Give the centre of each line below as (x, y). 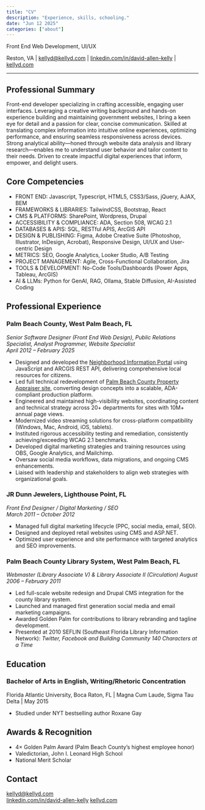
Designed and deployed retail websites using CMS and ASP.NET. (97, 532)
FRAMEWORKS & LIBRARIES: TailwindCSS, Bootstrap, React (91, 209)
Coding (24, 287)
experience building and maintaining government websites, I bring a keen (99, 117)
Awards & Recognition (49, 732)
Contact (22, 779)
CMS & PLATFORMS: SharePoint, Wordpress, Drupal (81, 216)
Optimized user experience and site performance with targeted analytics (106, 539)
